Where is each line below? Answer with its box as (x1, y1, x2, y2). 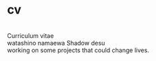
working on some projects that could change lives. (7, 46, 149, 54)
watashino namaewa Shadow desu (7, 39, 105, 47)
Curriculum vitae (7, 31, 54, 39)
